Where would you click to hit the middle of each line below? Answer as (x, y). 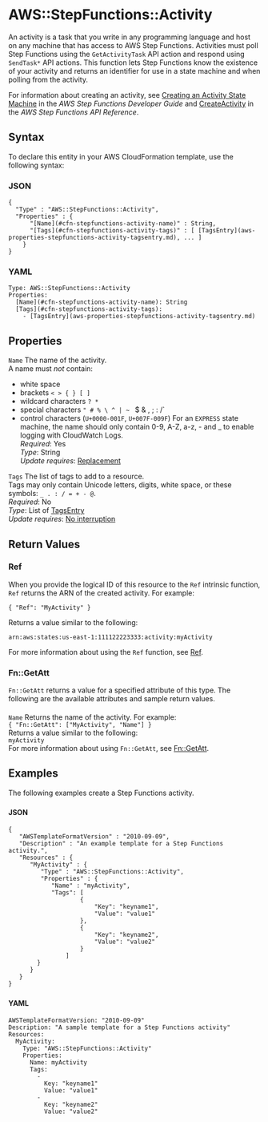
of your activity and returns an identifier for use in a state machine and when (134, 71)
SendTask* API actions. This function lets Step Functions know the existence (133, 63)
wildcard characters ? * (59, 402)
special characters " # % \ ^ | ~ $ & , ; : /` (92, 410)
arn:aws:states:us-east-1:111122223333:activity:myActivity (111, 637)
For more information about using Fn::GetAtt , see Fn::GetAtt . (109, 748)
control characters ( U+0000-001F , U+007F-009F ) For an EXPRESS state (129, 418)
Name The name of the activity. (58, 360)
